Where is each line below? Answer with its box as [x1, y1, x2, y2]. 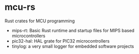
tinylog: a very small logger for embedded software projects [11, 43, 134, 49]
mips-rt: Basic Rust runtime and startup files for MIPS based [11, 27, 135, 33]
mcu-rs [4, 1, 36, 13]
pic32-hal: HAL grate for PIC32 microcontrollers [11, 38, 110, 44]
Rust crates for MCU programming [4, 18, 75, 24]
